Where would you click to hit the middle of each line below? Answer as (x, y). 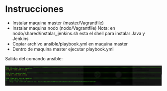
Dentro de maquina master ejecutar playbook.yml (63, 49)
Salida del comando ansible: (34, 58)
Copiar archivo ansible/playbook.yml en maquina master (70, 44)
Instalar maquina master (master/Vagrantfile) (58, 23)
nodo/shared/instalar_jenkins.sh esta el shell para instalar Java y (79, 33)
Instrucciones (34, 9)
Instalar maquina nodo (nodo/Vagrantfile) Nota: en (64, 28)
